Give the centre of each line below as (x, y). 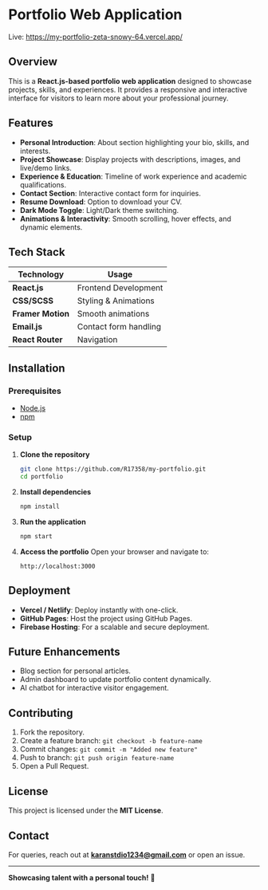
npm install (39, 507)
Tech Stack (37, 252)
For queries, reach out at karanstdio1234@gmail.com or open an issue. (127, 854)
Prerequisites (35, 391)
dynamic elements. (51, 227)
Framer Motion (41, 314)
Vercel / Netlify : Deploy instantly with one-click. (99, 610)
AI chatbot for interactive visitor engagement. (94, 688)
